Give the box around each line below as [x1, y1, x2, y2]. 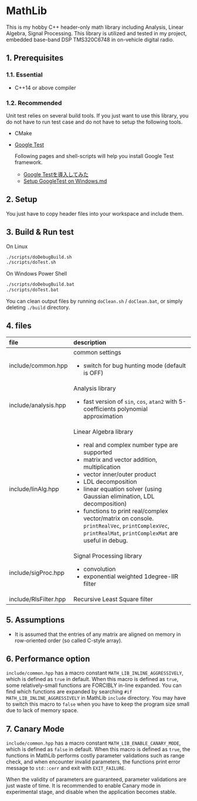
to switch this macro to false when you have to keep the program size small [6, 701, 189, 708]
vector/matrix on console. [83, 514, 154, 522]
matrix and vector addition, [83, 455, 157, 464]
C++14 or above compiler [14, 84, 76, 91]
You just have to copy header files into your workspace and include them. [6, 210, 184, 217]
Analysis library [73, 384, 116, 392]
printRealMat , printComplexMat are [83, 529, 178, 537]
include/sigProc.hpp [9, 568, 64, 577]
